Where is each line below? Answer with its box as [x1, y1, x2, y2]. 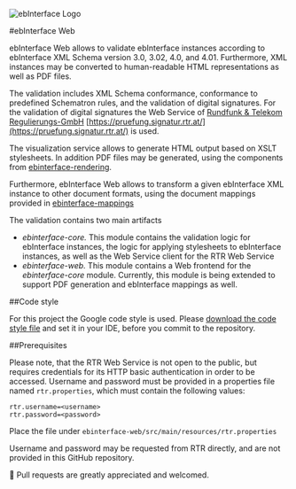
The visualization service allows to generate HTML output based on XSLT [9, 143, 277, 153]
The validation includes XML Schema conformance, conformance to [9, 89, 259, 98]
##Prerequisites [9, 340, 68, 350]
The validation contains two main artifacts [9, 215, 162, 225]
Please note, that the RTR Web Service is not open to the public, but [9, 357, 257, 368]
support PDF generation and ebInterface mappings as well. [21, 279, 238, 290]
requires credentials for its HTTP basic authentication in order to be [9, 367, 255, 376]
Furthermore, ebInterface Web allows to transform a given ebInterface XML [9, 179, 284, 190]
